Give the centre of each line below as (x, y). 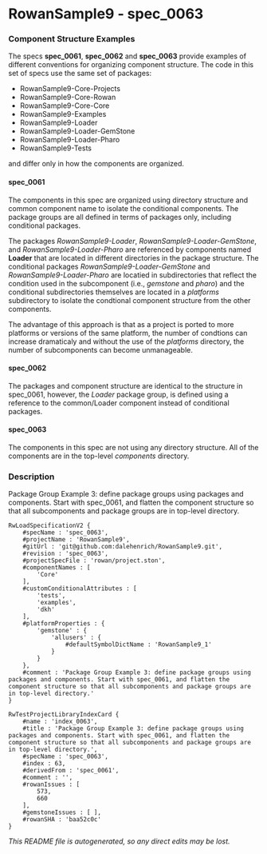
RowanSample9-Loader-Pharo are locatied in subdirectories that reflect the (133, 275)
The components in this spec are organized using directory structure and (128, 200)
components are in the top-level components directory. (99, 456)
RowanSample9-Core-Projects (70, 89)
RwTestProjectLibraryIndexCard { (64, 715)
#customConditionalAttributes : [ (80, 589)
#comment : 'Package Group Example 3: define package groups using (137, 672)
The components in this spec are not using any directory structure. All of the (133, 448)
